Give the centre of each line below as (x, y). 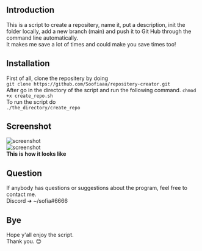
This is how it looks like (36, 154)
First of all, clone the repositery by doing (57, 78)
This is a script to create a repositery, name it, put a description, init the (96, 24)
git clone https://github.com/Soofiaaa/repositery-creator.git (88, 84)
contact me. (21, 194)
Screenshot (29, 127)
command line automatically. (42, 38)
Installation (28, 64)
